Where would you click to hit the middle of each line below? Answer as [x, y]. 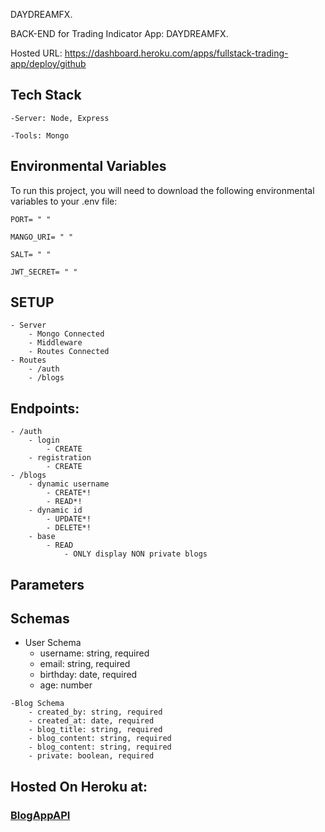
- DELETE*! [69, 528]
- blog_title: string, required [95, 730]
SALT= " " [31, 254]
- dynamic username [69, 484]
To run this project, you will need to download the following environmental [162, 190]
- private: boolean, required [91, 756]
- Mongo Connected [66, 334]
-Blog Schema [37, 704]
